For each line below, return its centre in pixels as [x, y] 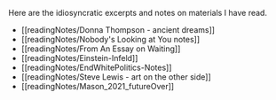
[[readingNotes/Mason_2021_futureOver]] [98, 86]
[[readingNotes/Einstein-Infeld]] [79, 58]
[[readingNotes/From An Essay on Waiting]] [101, 49]
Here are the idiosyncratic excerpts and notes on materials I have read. [138, 13]
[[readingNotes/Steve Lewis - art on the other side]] [116, 77]
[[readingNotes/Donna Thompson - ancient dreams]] [118, 30]
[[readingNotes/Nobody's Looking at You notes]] [110, 39]
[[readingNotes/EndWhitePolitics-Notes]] [96, 67]
